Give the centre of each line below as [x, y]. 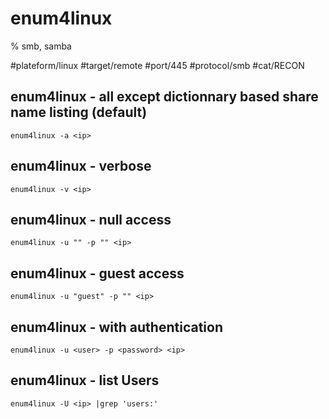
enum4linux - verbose [81, 166]
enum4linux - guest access [97, 273]
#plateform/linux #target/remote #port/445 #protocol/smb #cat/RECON [157, 65]
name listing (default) [79, 112]
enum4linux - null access [91, 219]
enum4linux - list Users [85, 380]
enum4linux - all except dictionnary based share [164, 97]
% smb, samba [41, 46]
